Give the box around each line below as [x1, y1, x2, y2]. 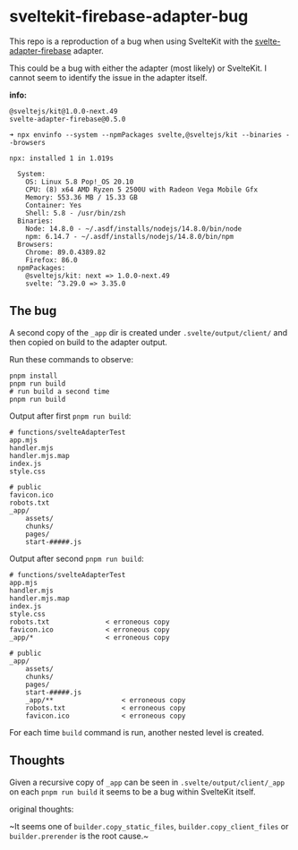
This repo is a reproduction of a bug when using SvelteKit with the [9, 36, 253, 47]
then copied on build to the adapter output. [9, 336, 168, 347]
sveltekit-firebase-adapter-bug [9, 6, 249, 27]
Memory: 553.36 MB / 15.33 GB [25, 192, 139, 202]
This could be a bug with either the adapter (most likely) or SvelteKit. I [9, 63, 267, 73]
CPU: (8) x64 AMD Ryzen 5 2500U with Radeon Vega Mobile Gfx [25, 185, 258, 194]
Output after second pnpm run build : [9, 553, 145, 564]
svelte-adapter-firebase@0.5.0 [9, 115, 126, 123]
